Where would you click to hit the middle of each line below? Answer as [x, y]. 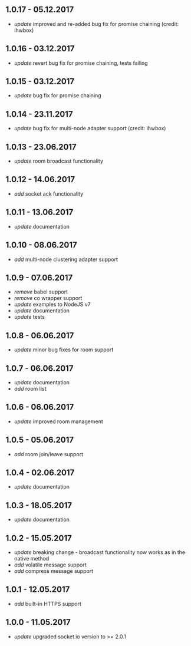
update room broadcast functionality [59, 161]
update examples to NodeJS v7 [52, 304]
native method [32, 558]
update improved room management [59, 421]
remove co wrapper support [48, 298]
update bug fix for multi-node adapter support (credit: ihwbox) [90, 128]
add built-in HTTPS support [48, 604]
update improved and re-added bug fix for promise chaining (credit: [96, 24]
